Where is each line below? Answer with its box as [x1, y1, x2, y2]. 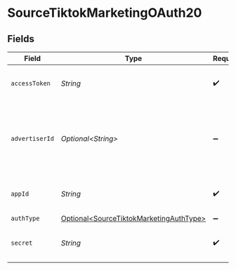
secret [11, 239, 33, 247]
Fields [7, 33, 35, 45]
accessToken [11, 79, 51, 87]
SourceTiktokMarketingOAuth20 [7, 5, 202, 21]
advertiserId [11, 135, 55, 142]
